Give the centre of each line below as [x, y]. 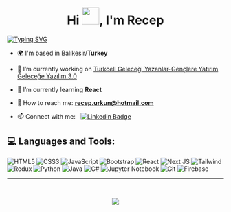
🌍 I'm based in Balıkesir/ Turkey [62, 53]
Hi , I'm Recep [115, 20]
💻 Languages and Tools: [61, 142]
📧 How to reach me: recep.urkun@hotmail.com [85, 102]
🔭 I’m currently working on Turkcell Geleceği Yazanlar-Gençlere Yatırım [118, 69]
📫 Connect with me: [46, 116]
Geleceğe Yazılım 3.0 [47, 76]
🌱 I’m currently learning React [59, 89]
